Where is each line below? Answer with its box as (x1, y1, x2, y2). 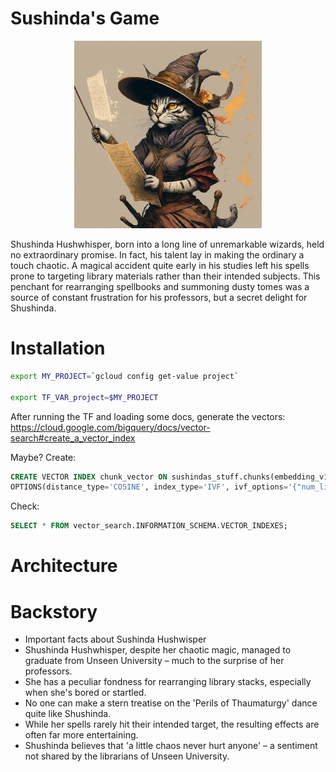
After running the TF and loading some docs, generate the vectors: (10, 410, 286, 422)
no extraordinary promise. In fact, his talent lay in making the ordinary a (10, 248, 305, 261)
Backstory (10, 600, 98, 623)
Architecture (10, 555, 118, 577)
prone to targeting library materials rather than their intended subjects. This (10, 270, 321, 282)
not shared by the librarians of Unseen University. (24, 750, 230, 762)
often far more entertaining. (24, 729, 139, 741)
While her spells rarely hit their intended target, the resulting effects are (24, 718, 320, 731)
